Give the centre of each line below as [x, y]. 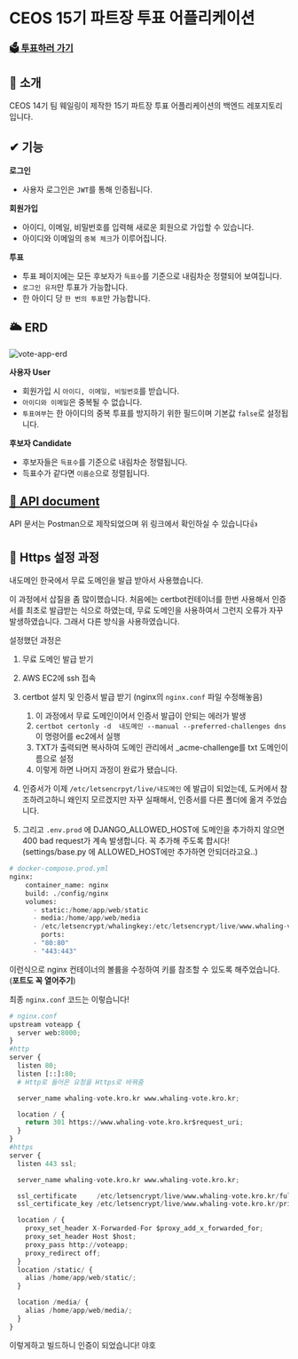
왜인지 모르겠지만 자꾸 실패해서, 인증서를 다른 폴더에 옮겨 [166, 799]
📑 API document [55, 501]
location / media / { [53, 1302]
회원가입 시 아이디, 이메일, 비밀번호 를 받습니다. [101, 391]
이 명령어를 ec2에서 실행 [78, 736]
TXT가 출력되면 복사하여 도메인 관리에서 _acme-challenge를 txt [146, 748]
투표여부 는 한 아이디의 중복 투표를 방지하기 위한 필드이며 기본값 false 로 [143, 413]
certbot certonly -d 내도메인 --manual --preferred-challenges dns [161, 727]
